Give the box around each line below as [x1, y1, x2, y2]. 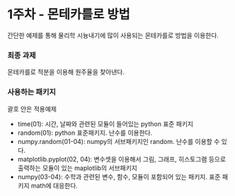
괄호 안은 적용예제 [7, 104, 57, 113]
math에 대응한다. [30, 181, 78, 190]
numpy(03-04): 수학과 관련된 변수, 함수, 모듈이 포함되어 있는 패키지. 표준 [17, 172, 221, 180]
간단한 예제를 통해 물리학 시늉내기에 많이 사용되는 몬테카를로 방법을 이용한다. [7, 31, 219, 39]
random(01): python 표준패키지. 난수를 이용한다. [17, 128, 153, 137]
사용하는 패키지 [7, 87, 57, 97]
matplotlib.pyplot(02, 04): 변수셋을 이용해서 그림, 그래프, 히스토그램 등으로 [17, 154, 227, 163]
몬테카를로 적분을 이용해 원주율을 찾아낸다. [7, 68, 125, 76]
